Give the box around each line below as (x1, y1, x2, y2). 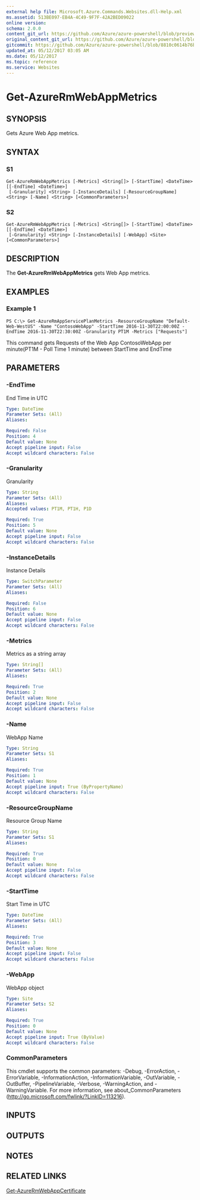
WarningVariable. (6, 1086, 49, 1094)
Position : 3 (6, 939, 36, 945)
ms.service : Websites (6, 64, 60, 71)
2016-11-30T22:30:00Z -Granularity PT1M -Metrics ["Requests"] (27, 328, 187, 335)
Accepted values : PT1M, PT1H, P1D (6, 506, 92, 512)
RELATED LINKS (6, 1171, 67, 1181)
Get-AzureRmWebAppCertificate (6, 1187, 86, 1194)
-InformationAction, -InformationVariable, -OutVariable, (41, 1074, 177, 1081)
